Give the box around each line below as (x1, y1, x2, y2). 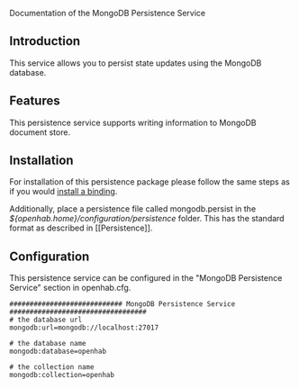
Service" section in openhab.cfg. (9, 283, 131, 293)
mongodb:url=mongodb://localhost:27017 (9, 323, 159, 332)
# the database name (9, 339, 87, 348)
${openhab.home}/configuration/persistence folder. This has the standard (9, 213, 285, 224)
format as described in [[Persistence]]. (9, 222, 153, 233)
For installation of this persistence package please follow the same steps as (9, 176, 290, 187)
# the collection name (9, 363, 95, 372)
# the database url (9, 315, 83, 325)
